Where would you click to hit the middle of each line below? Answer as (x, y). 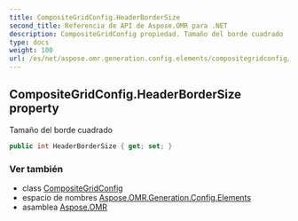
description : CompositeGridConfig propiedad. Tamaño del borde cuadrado (146, 34)
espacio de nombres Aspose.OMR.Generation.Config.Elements (136, 197)
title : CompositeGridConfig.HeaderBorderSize (94, 17)
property (34, 109)
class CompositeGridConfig (72, 188)
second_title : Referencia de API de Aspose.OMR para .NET (118, 26)
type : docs (29, 42)
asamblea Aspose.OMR (65, 207)
